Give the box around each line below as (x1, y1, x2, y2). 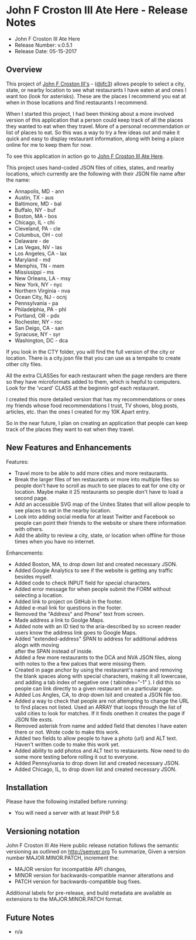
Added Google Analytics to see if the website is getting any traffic (14, 567, 173, 574)
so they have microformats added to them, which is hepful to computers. (6, 378, 181, 385)
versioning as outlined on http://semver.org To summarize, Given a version (6, 848, 186, 855)
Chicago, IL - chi (14, 219, 55, 226)
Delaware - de (14, 237, 49, 245)
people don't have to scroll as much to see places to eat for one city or (14, 482, 185, 489)
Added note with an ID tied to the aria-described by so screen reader (14, 622, 181, 629)
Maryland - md (14, 256, 51, 263)
